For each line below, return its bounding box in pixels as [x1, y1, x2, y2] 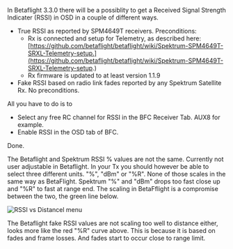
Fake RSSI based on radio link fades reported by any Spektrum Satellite [17, 79, 222, 86]
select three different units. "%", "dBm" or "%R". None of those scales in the [7, 170, 226, 178]
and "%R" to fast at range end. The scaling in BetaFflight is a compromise [7, 185, 219, 193]
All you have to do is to [7, 100, 73, 107]
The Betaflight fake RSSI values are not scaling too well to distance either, [7, 219, 218, 227]
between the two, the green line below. [7, 192, 119, 200]
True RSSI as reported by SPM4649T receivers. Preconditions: [17, 27, 197, 35]
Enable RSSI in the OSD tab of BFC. [17, 128, 119, 136]
